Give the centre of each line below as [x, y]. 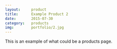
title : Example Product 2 [37, 14]
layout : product [26, 9]
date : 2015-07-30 [29, 18]
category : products [27, 23]
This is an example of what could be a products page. [59, 41]
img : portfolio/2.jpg [34, 28]
